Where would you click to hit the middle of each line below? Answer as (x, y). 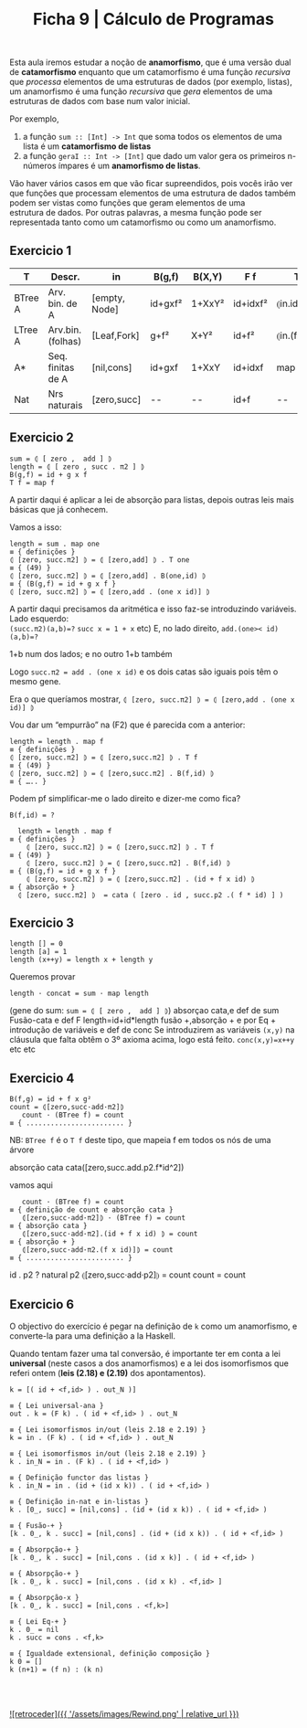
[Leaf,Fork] (115, 335)
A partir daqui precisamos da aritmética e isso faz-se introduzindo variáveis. (153, 609)
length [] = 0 (37, 944)
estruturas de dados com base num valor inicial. (100, 101)
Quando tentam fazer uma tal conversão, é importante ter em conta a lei (145, 1353)
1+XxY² (208, 303)
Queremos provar (42, 977)
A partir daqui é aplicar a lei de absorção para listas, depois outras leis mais (152, 499)
